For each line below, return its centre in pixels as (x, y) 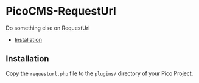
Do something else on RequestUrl (48, 28)
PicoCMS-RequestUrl (61, 11)
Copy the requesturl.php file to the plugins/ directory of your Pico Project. (100, 73)
